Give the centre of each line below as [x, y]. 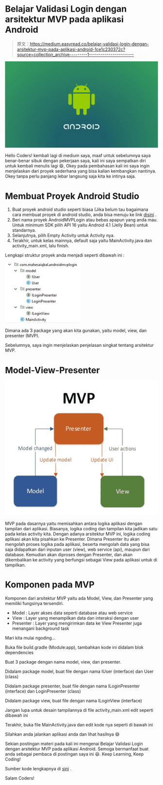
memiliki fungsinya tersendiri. [34, 604]
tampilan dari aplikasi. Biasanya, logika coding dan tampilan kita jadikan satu [81, 529]
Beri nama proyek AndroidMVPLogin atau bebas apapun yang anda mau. [85, 220]
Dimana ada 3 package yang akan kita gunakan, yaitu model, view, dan [76, 331]
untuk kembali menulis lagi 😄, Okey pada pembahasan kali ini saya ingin [77, 166]
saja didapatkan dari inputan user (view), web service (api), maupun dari [77, 549]
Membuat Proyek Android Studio [72, 196]
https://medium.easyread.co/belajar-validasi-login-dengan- [90, 44]
